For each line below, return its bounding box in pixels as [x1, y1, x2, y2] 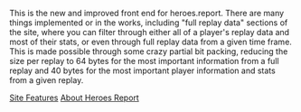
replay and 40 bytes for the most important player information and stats [9, 65, 276, 76]
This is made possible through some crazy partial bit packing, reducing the [9, 46, 288, 57]
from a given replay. [9, 75, 84, 85]
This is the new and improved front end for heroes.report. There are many [9, 8, 285, 18]
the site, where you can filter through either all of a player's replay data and [9, 27, 290, 37]
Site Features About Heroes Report [9, 92, 140, 103]
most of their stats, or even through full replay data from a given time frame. [9, 36, 292, 47]
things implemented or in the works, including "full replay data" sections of [9, 17, 288, 28]
